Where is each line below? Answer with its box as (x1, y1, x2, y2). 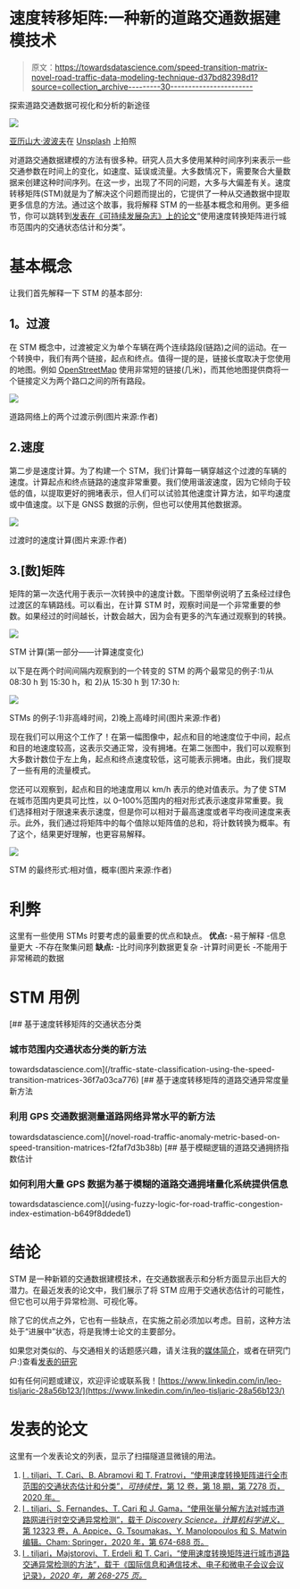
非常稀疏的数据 (9, 953, 64, 964)
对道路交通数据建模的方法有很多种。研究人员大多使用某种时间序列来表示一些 (9, 154, 291, 165)
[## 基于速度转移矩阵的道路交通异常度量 (140, 1075, 289, 1086)
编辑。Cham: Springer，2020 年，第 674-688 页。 (21, 1536, 209, 1547)
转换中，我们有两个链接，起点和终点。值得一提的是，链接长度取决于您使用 (16, 352, 291, 363)
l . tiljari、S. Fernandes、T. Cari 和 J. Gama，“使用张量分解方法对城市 (21, 1503, 277, 1514)
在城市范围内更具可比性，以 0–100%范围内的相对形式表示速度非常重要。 (9, 795, 276, 806)
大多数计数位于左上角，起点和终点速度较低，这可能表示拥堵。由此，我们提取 (9, 754, 291, 765)
